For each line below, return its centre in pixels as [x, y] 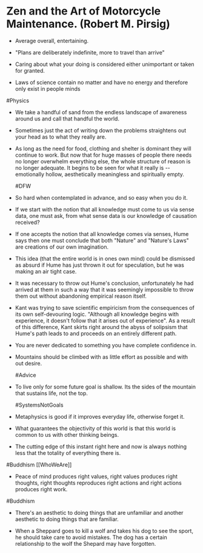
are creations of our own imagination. [62, 247]
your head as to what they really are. [61, 137]
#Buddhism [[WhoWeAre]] [39, 465]
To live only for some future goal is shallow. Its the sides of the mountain [105, 387]
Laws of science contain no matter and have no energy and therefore [101, 82]
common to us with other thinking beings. [67, 434]
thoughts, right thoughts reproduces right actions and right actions [98, 483]
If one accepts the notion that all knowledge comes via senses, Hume [102, 234]
